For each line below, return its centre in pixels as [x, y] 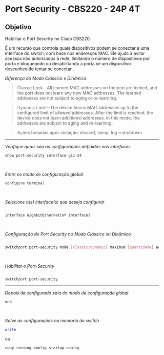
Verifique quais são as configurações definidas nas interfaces [68, 147]
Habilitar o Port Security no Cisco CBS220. [48, 39]
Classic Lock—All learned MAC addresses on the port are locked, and [87, 88]
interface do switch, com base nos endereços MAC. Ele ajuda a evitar [75, 53]
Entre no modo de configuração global [44, 174]
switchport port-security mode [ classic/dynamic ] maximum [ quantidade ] [79, 247]
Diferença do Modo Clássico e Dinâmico [46, 78]
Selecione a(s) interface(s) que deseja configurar [55, 202]
